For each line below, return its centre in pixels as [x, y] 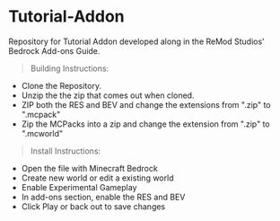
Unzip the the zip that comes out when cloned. [108, 95]
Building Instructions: [70, 68]
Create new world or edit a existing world [97, 178]
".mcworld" [42, 133]
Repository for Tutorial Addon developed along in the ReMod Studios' [137, 41]
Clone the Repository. [61, 85]
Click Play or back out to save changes [93, 206]
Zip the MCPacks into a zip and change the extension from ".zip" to [145, 124]
